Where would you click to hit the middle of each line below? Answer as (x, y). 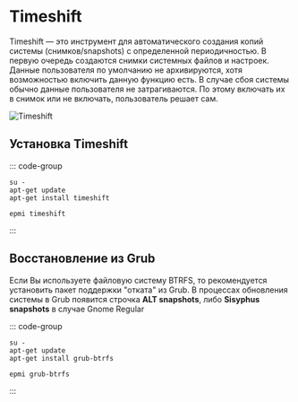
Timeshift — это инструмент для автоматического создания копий (136, 41)
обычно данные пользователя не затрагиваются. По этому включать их (147, 89)
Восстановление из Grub (82, 259)
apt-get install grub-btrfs (62, 358)
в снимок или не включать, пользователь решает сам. (114, 98)
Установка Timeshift (68, 144)
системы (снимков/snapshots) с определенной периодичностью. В (138, 50)
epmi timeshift (38, 214)
